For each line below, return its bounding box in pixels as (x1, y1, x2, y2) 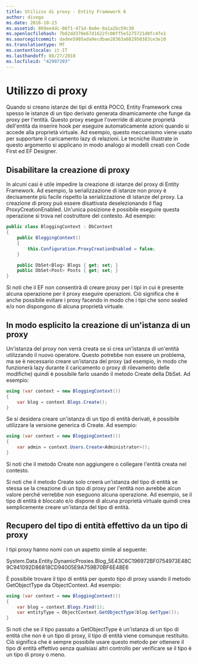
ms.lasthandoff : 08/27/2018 (6, 53, 76, 59)
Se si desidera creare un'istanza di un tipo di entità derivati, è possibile (6, 415, 180, 422)
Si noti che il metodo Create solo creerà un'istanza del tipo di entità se (6, 478, 178, 485)
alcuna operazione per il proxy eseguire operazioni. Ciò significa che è (6, 290, 180, 298)
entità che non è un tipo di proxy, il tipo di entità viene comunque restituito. (6, 632, 189, 639)
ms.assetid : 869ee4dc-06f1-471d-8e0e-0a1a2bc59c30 (6, 25, 134, 31)
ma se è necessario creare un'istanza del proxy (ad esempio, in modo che (6, 358, 187, 365)
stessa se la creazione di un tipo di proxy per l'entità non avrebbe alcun (6, 485, 181, 492)
